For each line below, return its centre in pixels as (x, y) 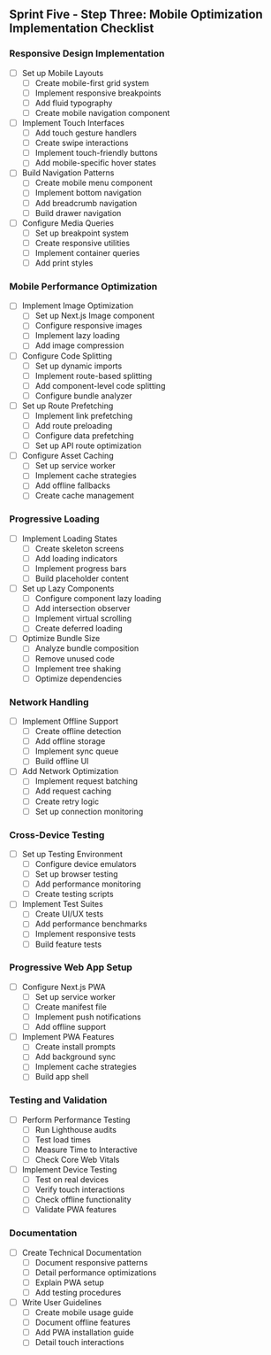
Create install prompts (75, 1047)
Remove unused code (75, 658)
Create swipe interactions (82, 143)
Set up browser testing (76, 874)
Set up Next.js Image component (95, 316)
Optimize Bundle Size (61, 639)
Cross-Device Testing (57, 834)
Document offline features (83, 1322)
